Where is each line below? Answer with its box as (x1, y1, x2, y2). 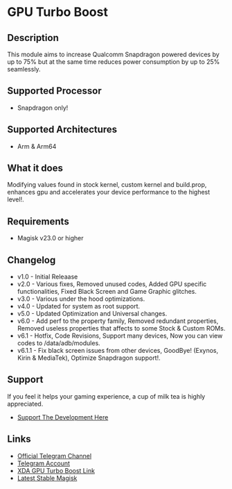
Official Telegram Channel (17, 451, 92, 460)
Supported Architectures (7, 124, 118, 135)
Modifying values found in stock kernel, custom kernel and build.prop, (7, 181, 207, 189)
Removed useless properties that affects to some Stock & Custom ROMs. (17, 324, 226, 333)
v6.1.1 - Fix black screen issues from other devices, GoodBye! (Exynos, (17, 347, 219, 355)
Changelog (7, 254, 56, 266)
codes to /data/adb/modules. (17, 339, 100, 347)
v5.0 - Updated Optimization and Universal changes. (17, 310, 168, 318)
